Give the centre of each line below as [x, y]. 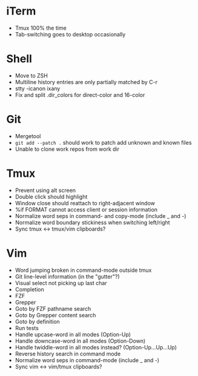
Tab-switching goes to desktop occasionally [70, 34]
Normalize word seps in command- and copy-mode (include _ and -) [101, 216]
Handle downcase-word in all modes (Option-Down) [80, 341]
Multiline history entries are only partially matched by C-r [86, 82]
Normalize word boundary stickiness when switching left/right [93, 222]
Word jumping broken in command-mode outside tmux [83, 270]
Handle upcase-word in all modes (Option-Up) [73, 334]
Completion [29, 289]
